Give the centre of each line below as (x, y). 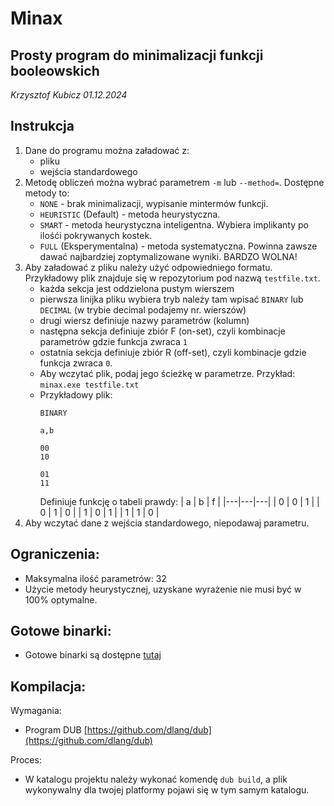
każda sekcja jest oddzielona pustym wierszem (137, 288)
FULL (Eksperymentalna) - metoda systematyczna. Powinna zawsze (178, 246)
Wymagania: (36, 711)
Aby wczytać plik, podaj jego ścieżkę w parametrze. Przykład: (167, 373)
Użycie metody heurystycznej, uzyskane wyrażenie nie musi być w (163, 589)
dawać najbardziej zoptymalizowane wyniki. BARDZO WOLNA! (168, 256)
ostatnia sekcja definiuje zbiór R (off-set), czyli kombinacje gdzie (173, 352)
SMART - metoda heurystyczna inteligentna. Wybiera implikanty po (174, 224)
